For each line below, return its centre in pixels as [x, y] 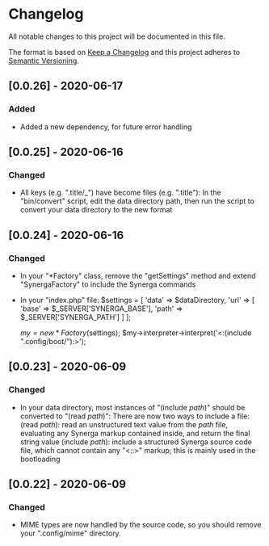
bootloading [40, 459]
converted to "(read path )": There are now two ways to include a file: [135, 416]
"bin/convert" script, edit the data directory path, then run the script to [137, 201]
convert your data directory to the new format [96, 210]
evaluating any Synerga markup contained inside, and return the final [135, 433]
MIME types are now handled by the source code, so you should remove [141, 525]
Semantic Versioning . [44, 61]
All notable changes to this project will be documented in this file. [117, 36]
